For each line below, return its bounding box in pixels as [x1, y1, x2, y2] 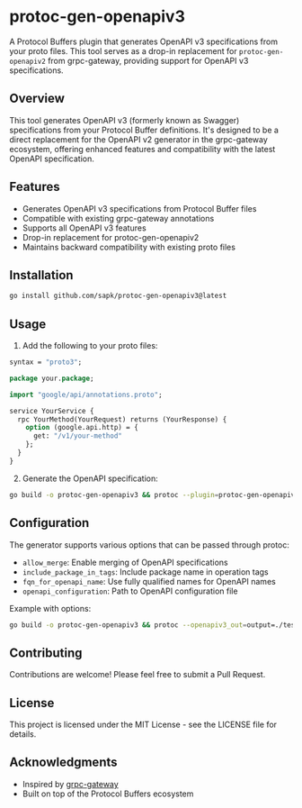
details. [9, 729, 37, 740]
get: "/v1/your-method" [32, 431, 123, 440]
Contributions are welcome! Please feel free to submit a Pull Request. [9, 669, 266, 680]
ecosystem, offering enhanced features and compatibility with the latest [9, 143, 276, 154]
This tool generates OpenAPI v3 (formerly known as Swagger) [9, 114, 240, 125]
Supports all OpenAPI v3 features [22, 222, 147, 233]
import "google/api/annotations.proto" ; [9, 390, 164, 399]
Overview [9, 91, 66, 106]
